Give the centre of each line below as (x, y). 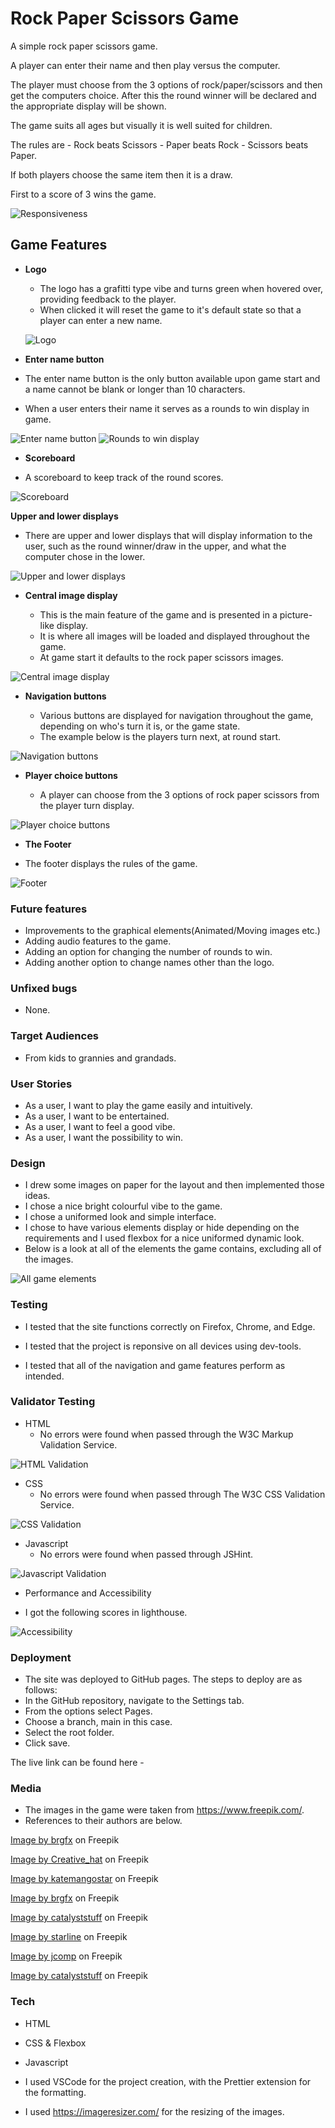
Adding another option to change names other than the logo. (149, 963)
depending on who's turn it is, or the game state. (140, 726)
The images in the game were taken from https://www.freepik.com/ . (164, 1810)
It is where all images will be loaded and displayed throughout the (174, 636)
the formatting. (55, 2092)
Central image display (71, 595)
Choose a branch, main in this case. (98, 1722)
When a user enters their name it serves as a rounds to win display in (167, 408)
